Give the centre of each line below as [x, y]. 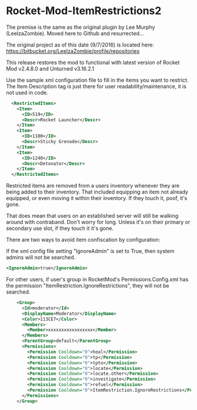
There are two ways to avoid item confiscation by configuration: [83, 240]
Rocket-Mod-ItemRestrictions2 [84, 11]
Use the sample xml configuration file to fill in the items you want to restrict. [97, 80]
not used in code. [27, 92]
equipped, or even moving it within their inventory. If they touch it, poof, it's [97, 198]
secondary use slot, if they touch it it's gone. [60, 228]
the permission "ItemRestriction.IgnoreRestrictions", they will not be [88, 286]
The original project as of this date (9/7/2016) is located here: [80, 45]
